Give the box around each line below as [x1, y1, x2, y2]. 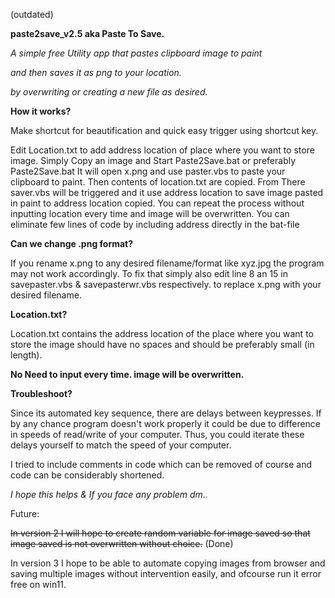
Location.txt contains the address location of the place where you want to [10, 328, 314, 339]
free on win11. [10, 579, 67, 590]
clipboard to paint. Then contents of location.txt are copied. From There [10, 176, 306, 188]
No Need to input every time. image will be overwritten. [10, 369, 245, 380]
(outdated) [10, 9, 54, 20]
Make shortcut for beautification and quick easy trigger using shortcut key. [10, 125, 319, 136]
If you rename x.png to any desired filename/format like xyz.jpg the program [10, 257, 325, 269]
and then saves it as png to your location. [10, 67, 182, 78]
